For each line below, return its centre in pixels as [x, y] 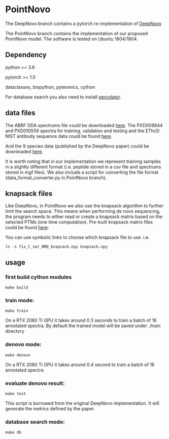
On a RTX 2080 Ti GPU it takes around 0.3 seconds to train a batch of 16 [81, 321]
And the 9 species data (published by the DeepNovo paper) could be [77, 146]
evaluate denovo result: [35, 383]
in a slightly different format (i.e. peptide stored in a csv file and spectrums [83, 166]
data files [20, 113]
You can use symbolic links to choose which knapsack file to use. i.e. [77, 237]
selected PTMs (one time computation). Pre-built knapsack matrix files [79, 222]
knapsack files [29, 193]
